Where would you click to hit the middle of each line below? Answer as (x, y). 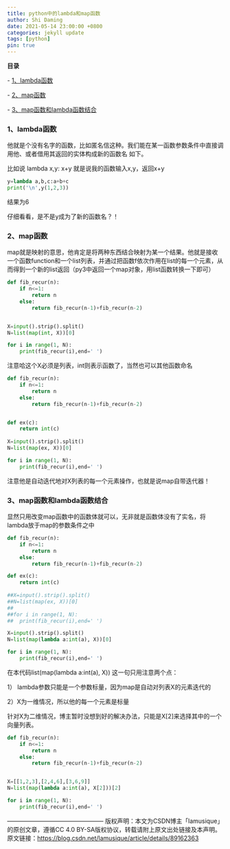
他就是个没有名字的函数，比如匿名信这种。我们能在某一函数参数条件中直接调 (115, 146)
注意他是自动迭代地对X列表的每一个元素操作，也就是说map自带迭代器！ (109, 481)
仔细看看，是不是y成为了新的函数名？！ (63, 216)
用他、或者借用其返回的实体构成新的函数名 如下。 (77, 154)
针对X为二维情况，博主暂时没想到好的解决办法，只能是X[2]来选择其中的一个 (114, 716)
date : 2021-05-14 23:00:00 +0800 (55, 26)
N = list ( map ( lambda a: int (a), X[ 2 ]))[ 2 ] (64, 788)
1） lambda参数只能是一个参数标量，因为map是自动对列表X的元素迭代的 (109, 687)
